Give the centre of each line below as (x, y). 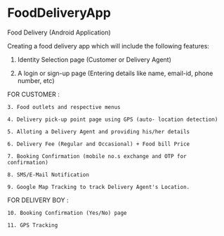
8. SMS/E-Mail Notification (48, 175)
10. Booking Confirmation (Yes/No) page (67, 213)
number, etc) (36, 80)
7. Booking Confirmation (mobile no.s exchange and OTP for (97, 156)
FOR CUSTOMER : (33, 94)
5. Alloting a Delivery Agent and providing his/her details (99, 131)
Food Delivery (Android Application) (59, 32)
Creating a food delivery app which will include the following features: (108, 46)
